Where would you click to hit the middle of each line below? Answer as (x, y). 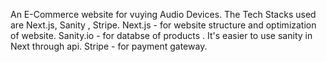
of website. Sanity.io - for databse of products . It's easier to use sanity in (161, 35)
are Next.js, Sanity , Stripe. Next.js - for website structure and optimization (163, 25)
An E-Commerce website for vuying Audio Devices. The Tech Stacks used (163, 14)
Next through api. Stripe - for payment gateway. (109, 46)
